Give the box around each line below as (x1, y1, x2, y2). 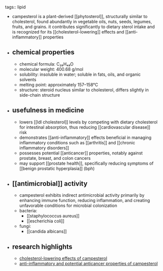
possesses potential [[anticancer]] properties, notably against (19, 150, 143, 156)
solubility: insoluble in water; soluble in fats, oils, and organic (19, 71, 141, 77)
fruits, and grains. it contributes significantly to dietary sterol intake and (12, 24, 155, 30)
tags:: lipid (5, 4, 26, 10)
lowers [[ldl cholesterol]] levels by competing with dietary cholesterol (19, 119, 158, 125)
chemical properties (12, 48, 75, 56)
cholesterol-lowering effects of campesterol (19, 255, 108, 261)
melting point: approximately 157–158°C (19, 82, 98, 87)
